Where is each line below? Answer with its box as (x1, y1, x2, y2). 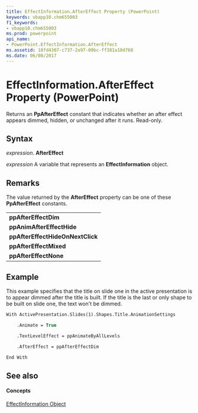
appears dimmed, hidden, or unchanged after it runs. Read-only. (6, 117, 163, 124)
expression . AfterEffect (6, 149, 64, 157)
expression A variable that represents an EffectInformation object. (6, 161, 168, 168)
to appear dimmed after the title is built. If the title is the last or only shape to (6, 294, 192, 301)
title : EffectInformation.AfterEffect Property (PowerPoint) (6, 8, 160, 15)
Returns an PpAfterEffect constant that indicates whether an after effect (6, 110, 183, 117)
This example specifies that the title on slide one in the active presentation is (6, 288, 193, 295)
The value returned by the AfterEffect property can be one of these (6, 193, 171, 201)
